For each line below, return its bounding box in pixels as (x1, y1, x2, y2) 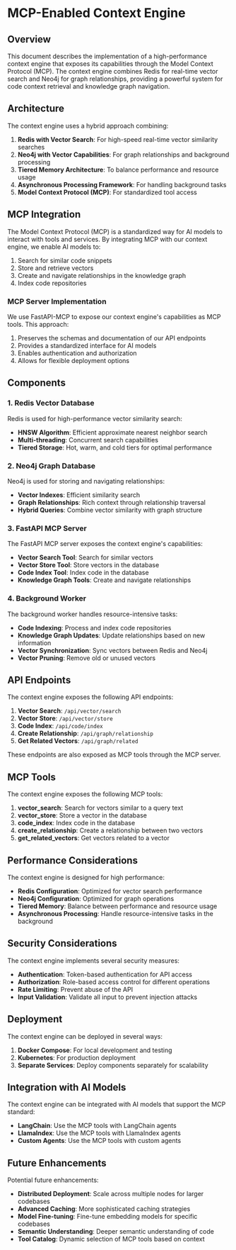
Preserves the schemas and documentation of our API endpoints (17, 333, 206, 342)
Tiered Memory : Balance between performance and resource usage (17, 902, 218, 910)
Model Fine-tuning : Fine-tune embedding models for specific (17, 1212, 198, 1221)
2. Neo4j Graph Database (7, 461, 96, 471)
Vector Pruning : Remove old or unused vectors (17, 654, 156, 662)
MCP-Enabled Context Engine (7, 5, 186, 21)
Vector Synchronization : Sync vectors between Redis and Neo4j (17, 646, 208, 654)
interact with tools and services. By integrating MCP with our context (7, 235, 208, 243)
